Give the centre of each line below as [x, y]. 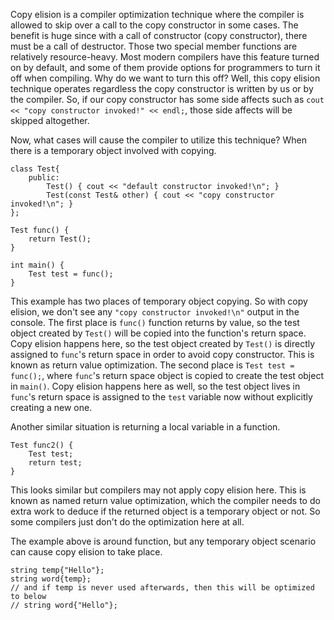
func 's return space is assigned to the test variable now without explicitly [161, 397]
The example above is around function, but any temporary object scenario [163, 541]
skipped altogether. [50, 120]
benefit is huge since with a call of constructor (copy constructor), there [159, 35]
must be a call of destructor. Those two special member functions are [154, 46]
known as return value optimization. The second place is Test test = [152, 365]
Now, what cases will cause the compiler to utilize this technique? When [158, 140]
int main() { [37, 265]
